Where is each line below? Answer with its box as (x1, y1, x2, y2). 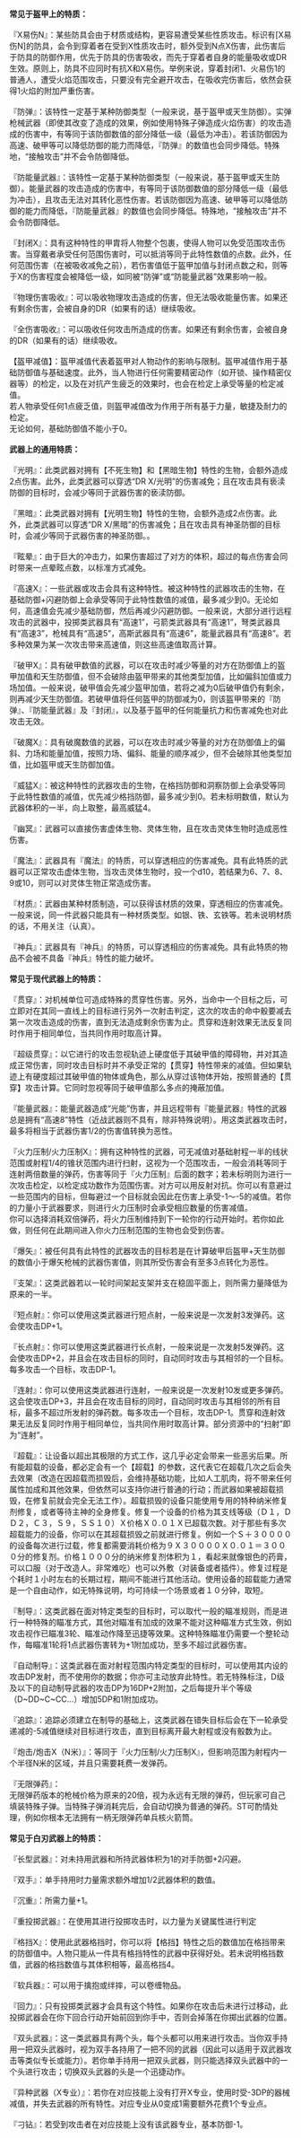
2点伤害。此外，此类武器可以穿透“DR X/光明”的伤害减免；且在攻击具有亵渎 (9, 476, 286, 486)
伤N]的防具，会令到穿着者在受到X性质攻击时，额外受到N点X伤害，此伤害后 (9, 40, 287, 51)
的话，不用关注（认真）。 (9, 921, 100, 931)
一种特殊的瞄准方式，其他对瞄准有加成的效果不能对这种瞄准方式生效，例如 (16, 1617, 292, 1627)
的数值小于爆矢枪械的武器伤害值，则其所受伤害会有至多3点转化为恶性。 (9, 1257, 273, 1267)
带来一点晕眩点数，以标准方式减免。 (16, 563, 150, 573)
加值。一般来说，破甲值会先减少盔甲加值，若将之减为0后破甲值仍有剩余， (16, 682, 289, 693)
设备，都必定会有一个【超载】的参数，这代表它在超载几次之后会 (47, 1461, 284, 1472)
